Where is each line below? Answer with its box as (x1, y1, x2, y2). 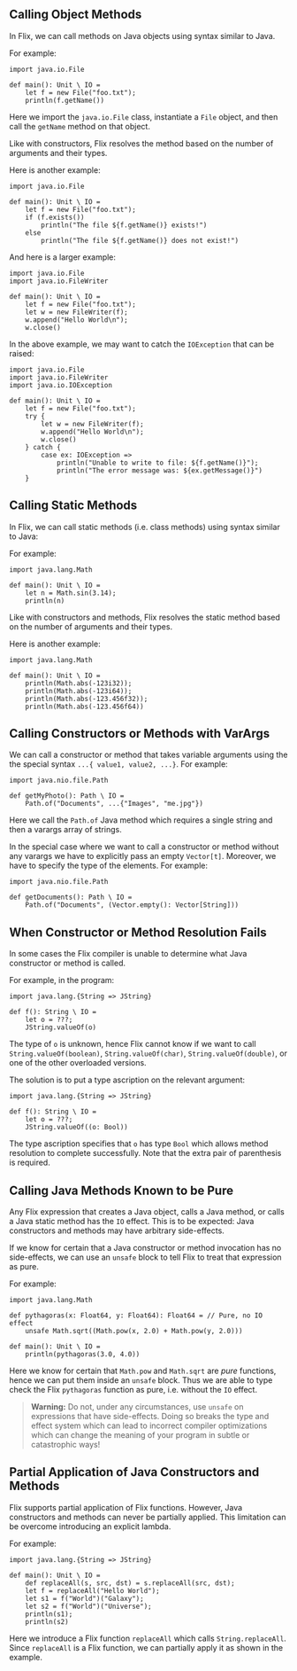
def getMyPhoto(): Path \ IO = (9, 792, 125, 800)
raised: (9, 347, 34, 358)
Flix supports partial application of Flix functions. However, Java (9, 1502, 243, 1512)
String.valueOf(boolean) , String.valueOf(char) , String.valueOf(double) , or (9, 1048, 287, 1058)
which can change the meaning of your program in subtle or (30, 1430, 250, 1441)
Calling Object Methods (9, 7, 142, 22)
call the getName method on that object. (9, 121, 150, 131)
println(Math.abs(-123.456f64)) (25, 702, 144, 711)
